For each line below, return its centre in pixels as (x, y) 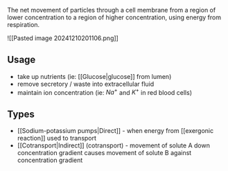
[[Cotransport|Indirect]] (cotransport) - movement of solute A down (113, 145)
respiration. (24, 25)
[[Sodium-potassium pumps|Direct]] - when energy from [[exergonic (115, 131)
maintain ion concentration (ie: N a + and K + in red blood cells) (105, 91)
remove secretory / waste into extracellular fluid (86, 84)
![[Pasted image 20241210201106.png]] (63, 38)
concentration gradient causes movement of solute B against (104, 153)
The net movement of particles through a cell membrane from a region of (112, 10)
